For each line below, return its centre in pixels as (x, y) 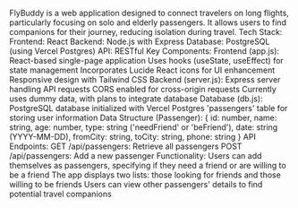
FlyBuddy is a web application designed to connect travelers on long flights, (149, 13)
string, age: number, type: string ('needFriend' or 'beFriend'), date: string (144, 127)
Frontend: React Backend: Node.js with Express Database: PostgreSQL (140, 41)
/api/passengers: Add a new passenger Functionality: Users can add (136, 156)
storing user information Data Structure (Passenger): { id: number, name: (143, 117)
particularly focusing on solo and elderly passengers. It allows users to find (148, 22)
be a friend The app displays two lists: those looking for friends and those (145, 175)
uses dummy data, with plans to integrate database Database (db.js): (136, 99)
